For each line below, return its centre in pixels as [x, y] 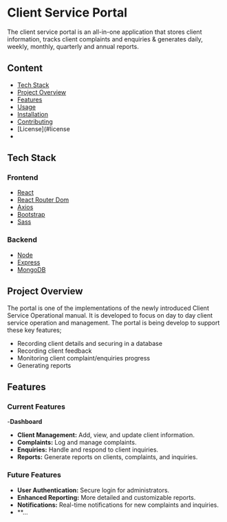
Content [25, 68]
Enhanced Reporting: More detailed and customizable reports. [106, 497]
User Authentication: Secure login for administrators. [93, 490]
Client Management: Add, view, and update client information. [106, 435]
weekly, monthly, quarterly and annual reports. [73, 46]
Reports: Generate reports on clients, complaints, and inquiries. [107, 457]
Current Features [36, 407]
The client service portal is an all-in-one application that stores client [105, 32]
